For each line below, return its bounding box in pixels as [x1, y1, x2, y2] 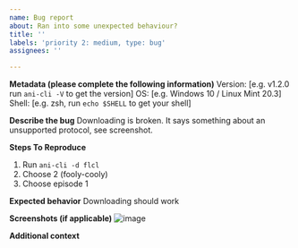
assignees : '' [9, 47, 63, 56]
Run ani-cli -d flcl [21, 159, 100, 170]
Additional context [9, 230, 81, 242]
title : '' [9, 30, 47, 38]
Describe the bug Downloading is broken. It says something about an [9, 115, 266, 126]
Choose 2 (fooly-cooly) [21, 169, 109, 180]
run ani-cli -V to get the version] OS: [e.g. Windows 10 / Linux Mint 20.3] [9, 89, 282, 99]
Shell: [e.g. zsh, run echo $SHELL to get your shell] [9, 98, 192, 108]
